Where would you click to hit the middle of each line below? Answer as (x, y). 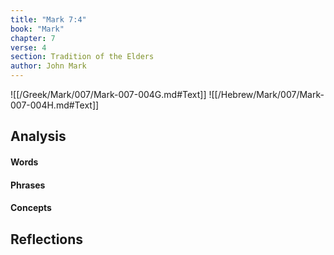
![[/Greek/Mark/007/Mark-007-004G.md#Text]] (108, 94)
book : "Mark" (37, 29)
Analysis (38, 136)
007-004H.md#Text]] (55, 105)
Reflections (47, 239)
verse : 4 (28, 47)
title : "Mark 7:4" (48, 19)
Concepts (31, 208)
